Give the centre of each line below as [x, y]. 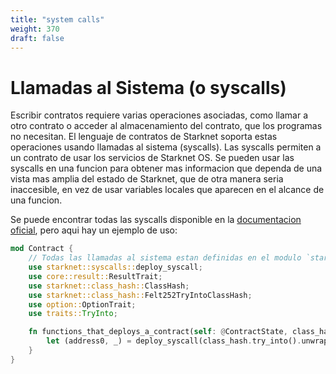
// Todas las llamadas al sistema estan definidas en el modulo [165, 258]
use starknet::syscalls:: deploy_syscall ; [115, 267]
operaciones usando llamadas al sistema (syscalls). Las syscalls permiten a [166, 147]
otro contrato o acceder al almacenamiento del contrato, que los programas [166, 126]
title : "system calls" [57, 19]
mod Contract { [42, 249]
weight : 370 [35, 29]
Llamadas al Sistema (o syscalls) [148, 87]
